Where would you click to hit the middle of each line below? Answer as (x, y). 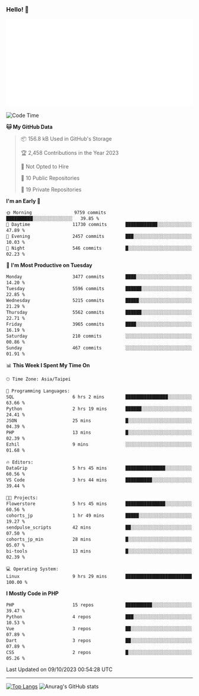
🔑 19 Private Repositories (51, 190)
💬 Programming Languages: (38, 391)
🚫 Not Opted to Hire (45, 167)
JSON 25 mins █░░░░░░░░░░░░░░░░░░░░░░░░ (99, 421)
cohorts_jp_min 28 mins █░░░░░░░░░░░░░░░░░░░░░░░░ (99, 539)
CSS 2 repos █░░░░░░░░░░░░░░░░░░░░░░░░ (99, 653)
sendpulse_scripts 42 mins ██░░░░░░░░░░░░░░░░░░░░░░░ (99, 527)
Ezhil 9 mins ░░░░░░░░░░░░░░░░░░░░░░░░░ (99, 444)
